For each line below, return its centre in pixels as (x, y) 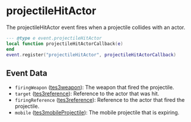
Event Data (27, 73)
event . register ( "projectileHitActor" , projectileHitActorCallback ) (91, 54)
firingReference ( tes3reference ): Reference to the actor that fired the (100, 100)
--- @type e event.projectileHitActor (54, 38)
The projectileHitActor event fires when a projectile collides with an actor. (96, 27)
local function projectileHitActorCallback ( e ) (65, 44)
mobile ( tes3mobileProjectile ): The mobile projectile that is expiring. (97, 113)
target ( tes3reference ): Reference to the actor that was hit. (87, 94)
